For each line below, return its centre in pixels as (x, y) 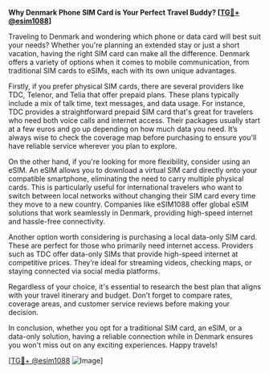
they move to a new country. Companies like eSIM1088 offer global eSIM (128, 204)
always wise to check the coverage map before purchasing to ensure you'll (132, 137)
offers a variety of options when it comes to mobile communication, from (129, 62)
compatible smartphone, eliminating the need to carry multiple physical (126, 178)
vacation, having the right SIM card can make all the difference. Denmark (129, 53)
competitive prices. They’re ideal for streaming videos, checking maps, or (130, 262)
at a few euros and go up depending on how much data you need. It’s (123, 129)
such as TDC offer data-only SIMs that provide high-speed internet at (123, 254)
